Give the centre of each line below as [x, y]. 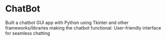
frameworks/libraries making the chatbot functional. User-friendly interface [83, 27]
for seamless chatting [28, 33]
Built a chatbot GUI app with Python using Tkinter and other [67, 22]
